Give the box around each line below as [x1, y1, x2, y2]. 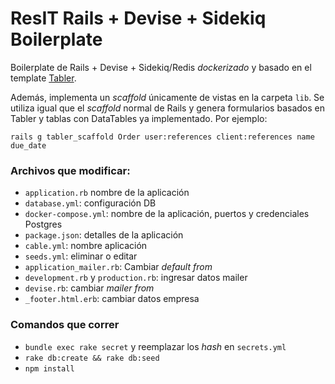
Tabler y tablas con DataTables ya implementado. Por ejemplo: [10, 112, 268, 124]
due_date [10, 140, 47, 151]
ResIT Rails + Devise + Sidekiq [10, 7, 267, 30]
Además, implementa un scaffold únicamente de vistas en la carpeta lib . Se [10, 91, 325, 103]
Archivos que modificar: [10, 163, 131, 177]
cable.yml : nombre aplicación [24, 240, 148, 252]
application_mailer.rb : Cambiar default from [24, 261, 213, 273]
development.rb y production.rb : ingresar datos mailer [24, 272, 248, 284]
